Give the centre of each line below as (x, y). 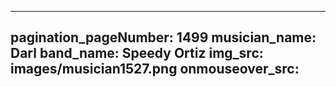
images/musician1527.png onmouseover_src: (155, 69)
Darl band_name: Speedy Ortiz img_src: (137, 53)
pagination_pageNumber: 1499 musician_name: (163, 37)
